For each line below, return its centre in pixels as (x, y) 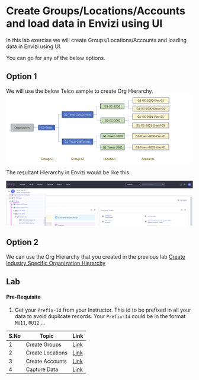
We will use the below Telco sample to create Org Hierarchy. (80, 91)
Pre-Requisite (23, 297)
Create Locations (47, 353)
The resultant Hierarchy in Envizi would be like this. (68, 172)
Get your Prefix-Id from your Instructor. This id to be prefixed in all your (103, 310)
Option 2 (22, 242)
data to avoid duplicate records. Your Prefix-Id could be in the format (100, 316)
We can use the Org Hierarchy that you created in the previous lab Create (96, 256)
